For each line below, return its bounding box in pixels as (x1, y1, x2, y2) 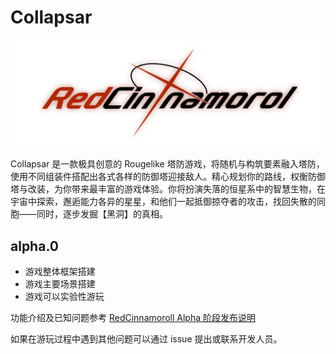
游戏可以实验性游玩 (24, 291, 105, 303)
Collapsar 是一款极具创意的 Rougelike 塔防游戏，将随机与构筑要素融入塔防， (10, 158, 325, 170)
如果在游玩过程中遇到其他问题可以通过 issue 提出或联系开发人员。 (10, 333, 283, 345)
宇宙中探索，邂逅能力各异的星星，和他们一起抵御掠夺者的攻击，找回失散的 (10, 196, 317, 208)
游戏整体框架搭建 (24, 266, 96, 278)
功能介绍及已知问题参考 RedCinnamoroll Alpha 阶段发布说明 (10, 312, 257, 324)
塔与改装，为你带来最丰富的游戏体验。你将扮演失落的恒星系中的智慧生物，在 (10, 183, 326, 195)
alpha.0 (10, 237, 59, 255)
